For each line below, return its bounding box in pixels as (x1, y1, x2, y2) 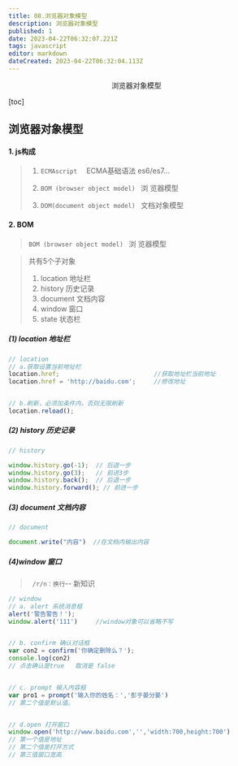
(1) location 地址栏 (8, 334, 71, 344)
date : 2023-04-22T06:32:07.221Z (8, 34, 118, 43)
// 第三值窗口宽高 (8, 751, 63, 760)
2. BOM (8, 220, 34, 230)
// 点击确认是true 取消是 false (8, 662, 115, 670)
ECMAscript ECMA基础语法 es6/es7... (40, 166, 171, 175)
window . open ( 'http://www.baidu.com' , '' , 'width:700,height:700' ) (8, 728, 231, 736)
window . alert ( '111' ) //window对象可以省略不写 (8, 617, 174, 625)
